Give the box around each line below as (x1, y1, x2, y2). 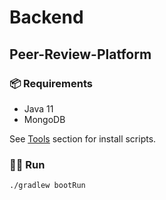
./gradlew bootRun (9, 181, 86, 191)
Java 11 (23, 102, 54, 115)
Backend (9, 6, 84, 29)
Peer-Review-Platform (9, 46, 152, 63)
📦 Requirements (9, 76, 94, 90)
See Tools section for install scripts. (9, 132, 157, 145)
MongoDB (23, 113, 66, 125)
